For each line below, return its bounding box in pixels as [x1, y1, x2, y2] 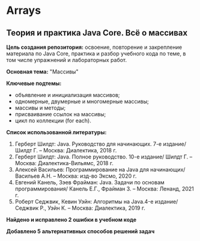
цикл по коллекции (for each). [14, 117, 92, 124]
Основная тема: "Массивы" [6, 68, 79, 75]
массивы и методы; [14, 104, 66, 111]
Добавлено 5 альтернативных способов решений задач [6, 228, 155, 235]
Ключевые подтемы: [6, 80, 62, 87]
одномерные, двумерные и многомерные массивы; [14, 98, 149, 105]
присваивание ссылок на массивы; [14, 111, 106, 117]
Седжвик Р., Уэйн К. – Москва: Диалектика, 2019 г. [14, 204, 145, 211]
